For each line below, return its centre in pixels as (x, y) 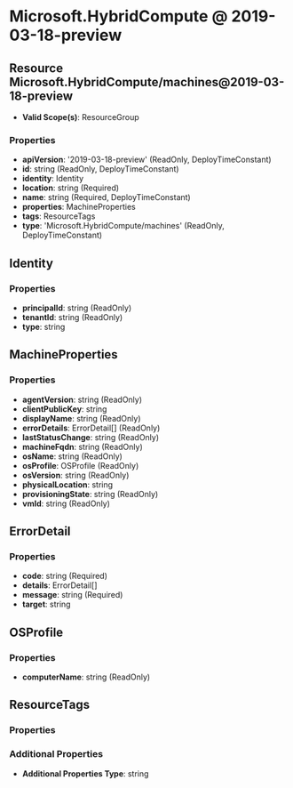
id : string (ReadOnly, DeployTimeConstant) (100, 169)
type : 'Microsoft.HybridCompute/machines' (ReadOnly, (123, 226)
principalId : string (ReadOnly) (77, 308)
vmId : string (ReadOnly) (66, 503)
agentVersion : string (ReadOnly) (82, 399)
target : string (46, 604)
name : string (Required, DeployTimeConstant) (106, 197)
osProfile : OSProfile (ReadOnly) (80, 465)
